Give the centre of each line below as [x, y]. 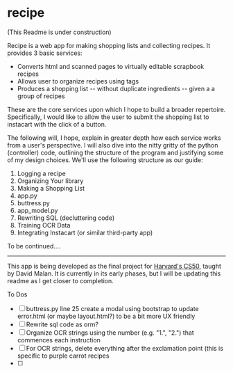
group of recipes [41, 96]
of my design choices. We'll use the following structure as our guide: [105, 160]
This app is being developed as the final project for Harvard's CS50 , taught [114, 266]
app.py [27, 196]
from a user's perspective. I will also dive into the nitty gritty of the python [113, 145]
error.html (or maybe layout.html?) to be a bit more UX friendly [106, 316]
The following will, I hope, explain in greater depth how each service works [114, 138]
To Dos [17, 294]
